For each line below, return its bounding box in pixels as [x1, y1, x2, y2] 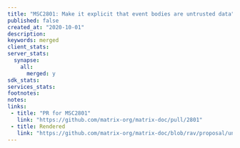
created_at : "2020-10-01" [7, 23, 84, 31]
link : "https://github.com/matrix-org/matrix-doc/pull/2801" [16, 116, 203, 123]
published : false [7, 17, 59, 24]
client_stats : [7, 43, 50, 51]
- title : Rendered [10, 122, 66, 130]
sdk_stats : [7, 76, 40, 84]
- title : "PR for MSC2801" [10, 110, 91, 117]
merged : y [26, 70, 56, 77]
